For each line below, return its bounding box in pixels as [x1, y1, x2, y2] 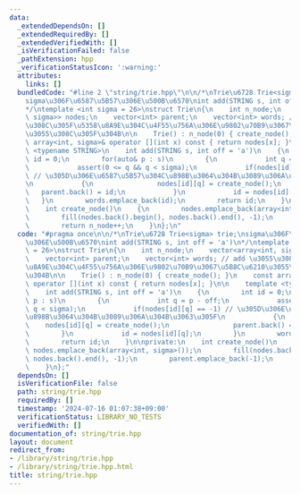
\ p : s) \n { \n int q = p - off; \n [25, 296, 229, 305]
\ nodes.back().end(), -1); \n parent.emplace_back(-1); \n [25, 354, 274, 363]
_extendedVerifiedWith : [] [17, 38, 118, 47]
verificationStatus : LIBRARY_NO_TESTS [17, 413, 162, 422]
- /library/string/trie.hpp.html [9, 463, 134, 472]
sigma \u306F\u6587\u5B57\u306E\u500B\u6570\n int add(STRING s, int [25, 96, 281, 106]
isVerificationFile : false [17, 379, 118, 388]
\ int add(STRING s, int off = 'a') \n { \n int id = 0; [25, 287, 286, 296]
